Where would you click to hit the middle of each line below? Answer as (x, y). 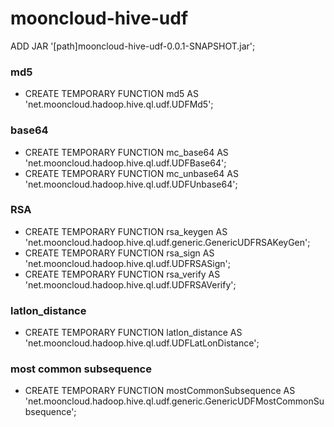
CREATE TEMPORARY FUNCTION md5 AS (112, 94)
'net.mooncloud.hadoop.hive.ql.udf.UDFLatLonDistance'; (142, 343)
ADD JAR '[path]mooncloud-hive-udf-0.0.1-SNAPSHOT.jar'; (133, 46)
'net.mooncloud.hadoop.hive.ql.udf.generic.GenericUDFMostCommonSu (174, 401)
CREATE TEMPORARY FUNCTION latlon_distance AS (133, 333)
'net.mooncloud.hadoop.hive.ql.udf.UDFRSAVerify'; (130, 284)
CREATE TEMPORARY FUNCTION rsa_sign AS (119, 253)
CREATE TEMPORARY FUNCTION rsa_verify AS (122, 274)
